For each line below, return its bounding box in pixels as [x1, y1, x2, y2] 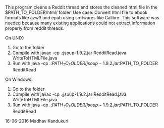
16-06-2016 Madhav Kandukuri [5, 118, 68, 124]
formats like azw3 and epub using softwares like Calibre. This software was [5, 15, 160, 20]
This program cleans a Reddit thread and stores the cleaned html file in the [5, 4, 158, 10]
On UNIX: [5, 35, 25, 41]
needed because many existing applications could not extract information [5, 20, 155, 26]
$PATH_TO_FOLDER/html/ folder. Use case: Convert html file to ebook [5, 9, 148, 15]
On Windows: [5, 76, 33, 82]
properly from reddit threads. [5, 25, 64, 31]
